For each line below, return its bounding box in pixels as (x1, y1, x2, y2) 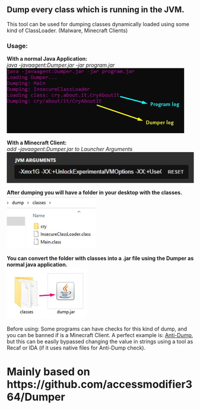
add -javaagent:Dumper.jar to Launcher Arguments (7, 146, 133, 153)
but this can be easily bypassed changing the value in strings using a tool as (7, 338, 193, 345)
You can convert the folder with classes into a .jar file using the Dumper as (7, 255, 194, 262)
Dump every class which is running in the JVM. (7, 5, 185, 15)
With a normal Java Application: (7, 55, 88, 62)
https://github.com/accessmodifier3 (7, 377, 192, 391)
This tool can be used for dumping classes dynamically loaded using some (7, 20, 189, 27)
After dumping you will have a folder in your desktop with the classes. (7, 189, 183, 196)
